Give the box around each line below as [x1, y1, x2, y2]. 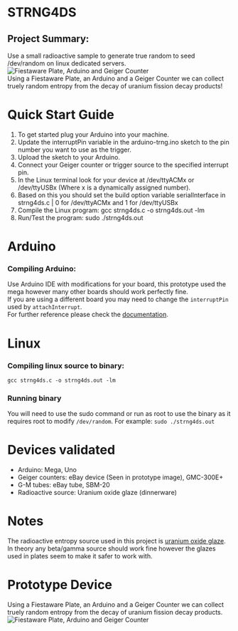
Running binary [7, 393, 62, 403]
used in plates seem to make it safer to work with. [7, 552, 153, 560]
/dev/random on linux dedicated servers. [7, 59, 126, 68]
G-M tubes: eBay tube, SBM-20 [17, 481, 110, 489]
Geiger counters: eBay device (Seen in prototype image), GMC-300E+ [17, 473, 224, 481]
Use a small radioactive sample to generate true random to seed [7, 51, 195, 60]
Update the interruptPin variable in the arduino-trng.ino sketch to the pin [17, 137, 229, 146]
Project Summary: [7, 33, 90, 45]
